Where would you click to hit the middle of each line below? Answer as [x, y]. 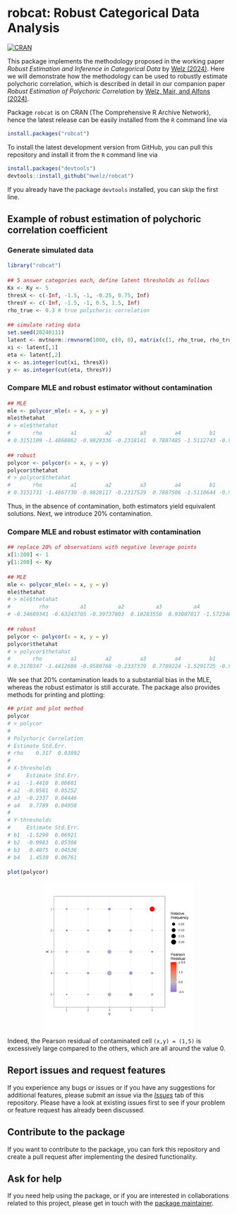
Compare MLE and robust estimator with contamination [104, 532]
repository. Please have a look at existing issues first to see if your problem [116, 1103]
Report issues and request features [86, 1070]
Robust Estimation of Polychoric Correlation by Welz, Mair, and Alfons [109, 91]
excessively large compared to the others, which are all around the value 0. [116, 1048]
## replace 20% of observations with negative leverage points [102, 547]
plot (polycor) [28, 873]
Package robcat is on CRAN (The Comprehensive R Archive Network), [109, 112]
